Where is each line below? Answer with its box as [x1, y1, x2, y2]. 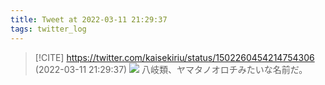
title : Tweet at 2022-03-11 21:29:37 [10, 14, 168, 25]
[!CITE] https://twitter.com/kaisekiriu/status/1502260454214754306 [34, 51, 315, 63]
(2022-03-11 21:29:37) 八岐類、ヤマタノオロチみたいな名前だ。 [34, 63, 308, 75]
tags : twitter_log [10, 24, 87, 34]
